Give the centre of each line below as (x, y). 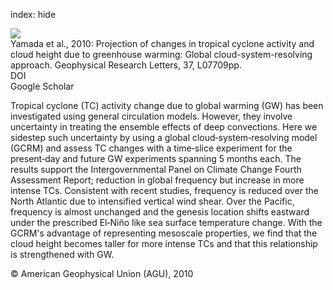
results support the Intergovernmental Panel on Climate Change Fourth (156, 169)
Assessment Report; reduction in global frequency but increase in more (157, 180)
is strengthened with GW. (62, 254)
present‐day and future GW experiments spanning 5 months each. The (156, 158)
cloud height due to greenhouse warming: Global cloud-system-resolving (161, 54)
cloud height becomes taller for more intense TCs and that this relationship (164, 243)
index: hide (33, 14)
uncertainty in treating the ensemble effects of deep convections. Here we (164, 127)
